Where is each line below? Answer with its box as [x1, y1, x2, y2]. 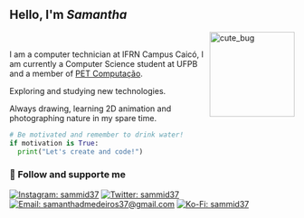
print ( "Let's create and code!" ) [17, 147, 144, 156]
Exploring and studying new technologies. [9, 85, 166, 96]
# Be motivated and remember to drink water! [9, 130, 184, 139]
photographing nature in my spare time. [9, 112, 157, 123]
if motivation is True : [9, 138, 100, 147]
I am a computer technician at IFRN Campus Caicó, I [9, 49, 204, 60]
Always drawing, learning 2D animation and [9, 103, 172, 114]
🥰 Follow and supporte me [9, 168, 127, 181]
